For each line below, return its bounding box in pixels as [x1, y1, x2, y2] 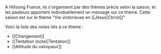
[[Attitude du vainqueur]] [12, 44, 62, 49]
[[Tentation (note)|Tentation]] [12, 38, 71, 44]
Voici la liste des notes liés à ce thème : [5, 24, 84, 30]
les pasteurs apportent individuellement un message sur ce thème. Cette [5, 9, 150, 15]
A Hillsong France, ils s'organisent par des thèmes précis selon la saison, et [5, 4, 156, 10]
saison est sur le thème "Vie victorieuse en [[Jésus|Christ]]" [5, 15, 125, 20]
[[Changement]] [12, 34, 45, 39]
